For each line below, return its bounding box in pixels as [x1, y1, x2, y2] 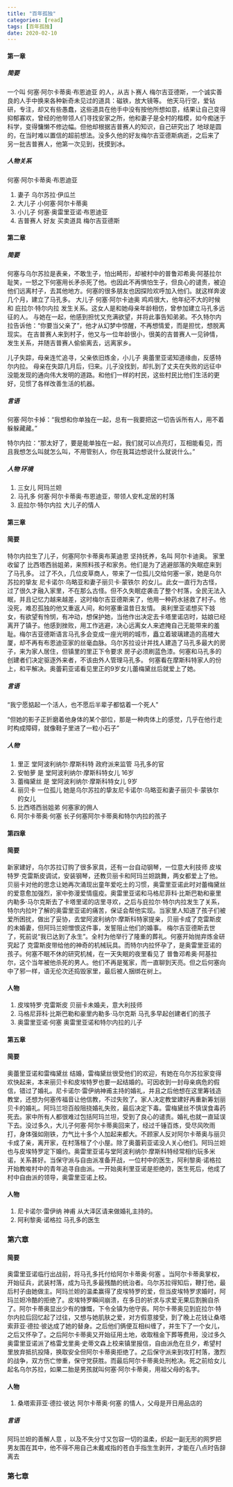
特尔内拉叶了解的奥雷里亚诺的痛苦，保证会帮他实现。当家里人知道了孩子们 [7, 906, 220, 914]
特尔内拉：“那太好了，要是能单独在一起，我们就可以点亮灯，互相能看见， [7, 439, 217, 447]
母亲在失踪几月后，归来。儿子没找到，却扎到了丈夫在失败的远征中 [33, 362, 222, 371]
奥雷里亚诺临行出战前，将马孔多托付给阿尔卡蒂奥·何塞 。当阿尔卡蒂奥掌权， [7, 1270, 223, 1278]
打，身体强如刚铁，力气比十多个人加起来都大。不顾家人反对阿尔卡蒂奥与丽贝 [7, 1129, 226, 1138]
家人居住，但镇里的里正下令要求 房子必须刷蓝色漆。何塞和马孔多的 [31, 647, 222, 656]
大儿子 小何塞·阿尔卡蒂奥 [17, 199, 88, 207]
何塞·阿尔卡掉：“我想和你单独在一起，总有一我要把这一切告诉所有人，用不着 [7, 415, 225, 424]
